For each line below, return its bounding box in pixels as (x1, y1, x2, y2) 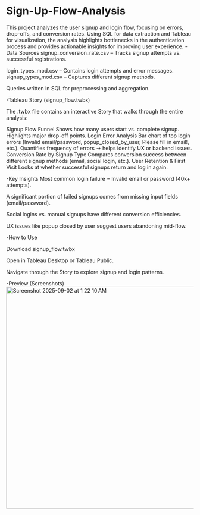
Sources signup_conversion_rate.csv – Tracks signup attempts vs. (18, 49, 181, 56)
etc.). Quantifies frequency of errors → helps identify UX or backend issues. (6, 145, 193, 152)
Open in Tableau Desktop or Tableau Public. (6, 257, 114, 264)
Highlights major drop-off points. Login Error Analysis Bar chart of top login (6, 132, 190, 139)
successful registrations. (6, 55, 67, 62)
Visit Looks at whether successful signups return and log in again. (6, 164, 168, 171)
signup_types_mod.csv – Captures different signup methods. (6, 73, 155, 80)
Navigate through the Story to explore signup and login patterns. (6, 268, 164, 275)
